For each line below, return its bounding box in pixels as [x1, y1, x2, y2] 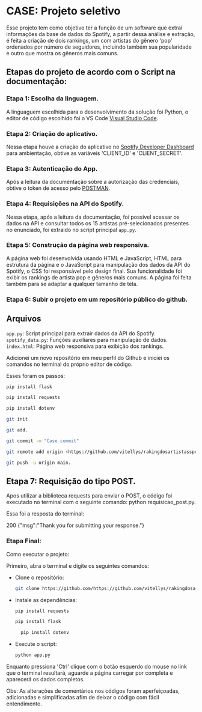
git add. [6, 427, 28, 433]
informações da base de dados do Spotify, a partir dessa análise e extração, [6, 30, 195, 37]
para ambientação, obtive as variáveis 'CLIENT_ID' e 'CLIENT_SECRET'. [6, 149, 183, 157]
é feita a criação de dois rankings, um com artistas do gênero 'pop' [6, 37, 173, 44]
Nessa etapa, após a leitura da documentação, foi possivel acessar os [6, 213, 180, 221]
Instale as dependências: [14, 596, 77, 603]
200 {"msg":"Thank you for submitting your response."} [6, 522, 145, 529]
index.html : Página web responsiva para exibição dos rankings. [6, 342, 164, 350]
